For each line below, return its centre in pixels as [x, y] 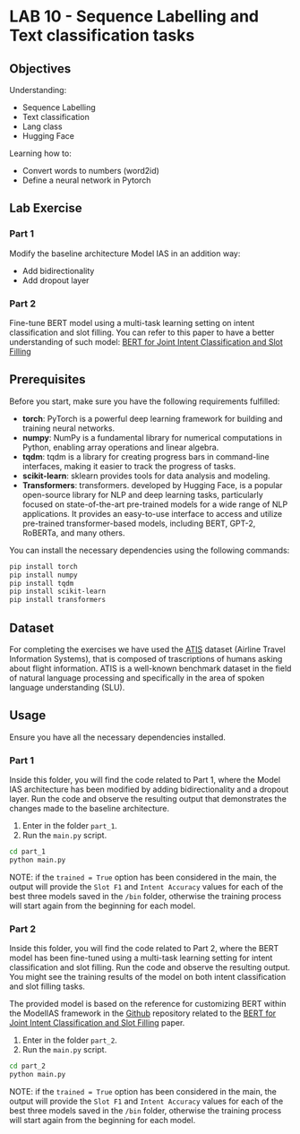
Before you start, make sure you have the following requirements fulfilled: [145, 401]
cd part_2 [28, 1066]
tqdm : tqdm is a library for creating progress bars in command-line [146, 456]
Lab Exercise [46, 208]
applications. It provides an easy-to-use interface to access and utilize [152, 513]
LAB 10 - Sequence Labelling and [134, 17]
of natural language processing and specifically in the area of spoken [137, 677]
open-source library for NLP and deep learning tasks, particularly [143, 494]
